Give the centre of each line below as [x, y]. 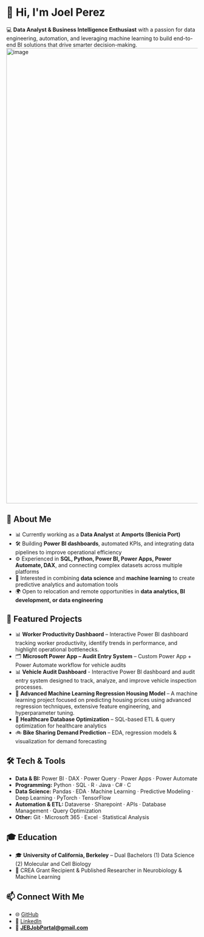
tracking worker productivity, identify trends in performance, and [96, 642]
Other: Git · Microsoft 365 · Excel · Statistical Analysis [82, 817]
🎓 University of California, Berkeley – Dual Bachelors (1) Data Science [105, 855]
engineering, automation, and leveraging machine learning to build [89, 38]
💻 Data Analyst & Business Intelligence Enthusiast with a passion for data [101, 29]
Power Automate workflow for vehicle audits [70, 665]
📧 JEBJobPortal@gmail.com [51, 928]
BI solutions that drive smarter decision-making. [77, 44]
